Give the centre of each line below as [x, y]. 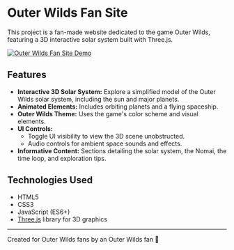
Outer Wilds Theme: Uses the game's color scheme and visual [108, 114]
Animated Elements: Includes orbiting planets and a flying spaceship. [118, 107]
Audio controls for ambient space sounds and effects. [105, 143]
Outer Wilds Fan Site [68, 13]
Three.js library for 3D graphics [62, 219]
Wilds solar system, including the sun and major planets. [98, 99]
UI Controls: [35, 128]
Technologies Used [50, 180]
